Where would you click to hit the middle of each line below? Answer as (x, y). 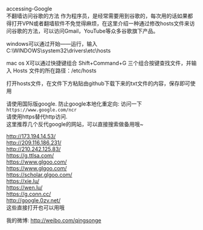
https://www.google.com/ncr (42, 110)
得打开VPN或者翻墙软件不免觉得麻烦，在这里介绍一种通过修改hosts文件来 (98, 23)
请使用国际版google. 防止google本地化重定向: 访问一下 (74, 104)
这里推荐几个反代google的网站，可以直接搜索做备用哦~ (75, 124)
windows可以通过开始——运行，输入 (52, 44)
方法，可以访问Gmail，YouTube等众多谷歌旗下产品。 (93, 31)
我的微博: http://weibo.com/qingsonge (54, 220)
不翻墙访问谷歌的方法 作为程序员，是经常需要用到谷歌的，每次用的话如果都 (100, 16)
